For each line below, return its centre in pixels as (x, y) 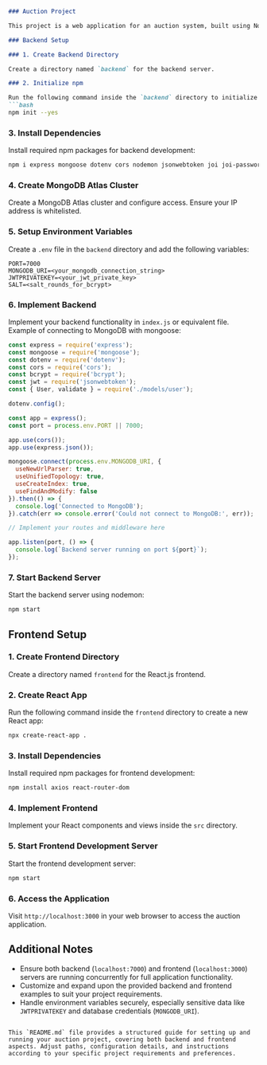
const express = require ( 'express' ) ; (71, 345)
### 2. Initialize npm (46, 84)
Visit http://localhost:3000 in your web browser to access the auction (124, 915)
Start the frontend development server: (72, 863)
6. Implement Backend (52, 304)
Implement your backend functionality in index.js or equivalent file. (119, 322)
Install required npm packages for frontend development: (102, 773)
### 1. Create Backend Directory (64, 55)
